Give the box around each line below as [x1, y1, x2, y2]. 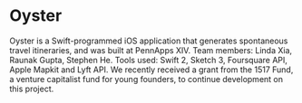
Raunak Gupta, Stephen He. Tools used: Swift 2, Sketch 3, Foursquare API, [9, 54, 288, 65]
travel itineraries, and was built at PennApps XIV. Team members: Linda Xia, [9, 44, 293, 55]
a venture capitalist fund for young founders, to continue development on [9, 73, 284, 84]
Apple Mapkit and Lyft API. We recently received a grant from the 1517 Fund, [9, 64, 294, 75]
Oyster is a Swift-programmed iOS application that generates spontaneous [9, 35, 288, 46]
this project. [9, 83, 54, 94]
